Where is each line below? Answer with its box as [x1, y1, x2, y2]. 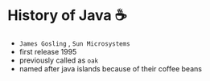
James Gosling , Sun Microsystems [19, 38, 130, 48]
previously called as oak [19, 55, 99, 65]
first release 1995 [19, 47, 77, 56]
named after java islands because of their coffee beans [19, 63, 203, 73]
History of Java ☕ [7, 6, 128, 25]
